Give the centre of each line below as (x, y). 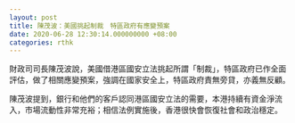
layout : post (33, 17)
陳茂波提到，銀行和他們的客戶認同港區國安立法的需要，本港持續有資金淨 (142, 99)
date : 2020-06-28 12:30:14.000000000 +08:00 (93, 34)
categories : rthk (41, 42)
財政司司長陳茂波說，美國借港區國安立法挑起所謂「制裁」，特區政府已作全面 (148, 69)
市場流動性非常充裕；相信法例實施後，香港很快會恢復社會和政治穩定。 (153, 110)
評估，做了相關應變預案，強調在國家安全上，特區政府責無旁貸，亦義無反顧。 (150, 80)
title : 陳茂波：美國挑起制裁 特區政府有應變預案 (90, 26)
